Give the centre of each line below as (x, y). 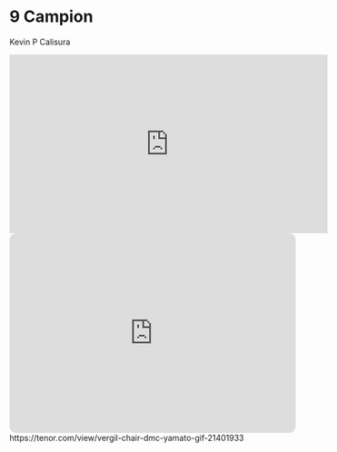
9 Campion (51, 17)
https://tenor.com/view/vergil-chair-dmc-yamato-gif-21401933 (127, 437)
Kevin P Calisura (40, 42)
